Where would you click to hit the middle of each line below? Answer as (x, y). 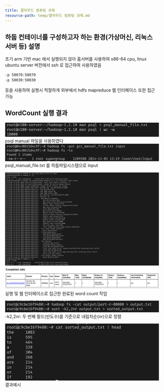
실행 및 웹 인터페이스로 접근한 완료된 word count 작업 (56, 293)
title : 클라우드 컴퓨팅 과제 (30, 10)
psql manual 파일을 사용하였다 (34, 141)
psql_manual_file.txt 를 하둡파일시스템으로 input (52, 165)
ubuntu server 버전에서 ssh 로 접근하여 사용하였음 (53, 65)
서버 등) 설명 (23, 46)
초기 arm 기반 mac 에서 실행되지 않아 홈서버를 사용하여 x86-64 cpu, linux (76, 59)
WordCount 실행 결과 (36, 113)
